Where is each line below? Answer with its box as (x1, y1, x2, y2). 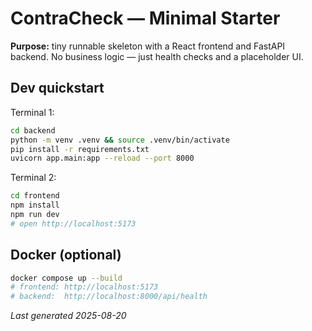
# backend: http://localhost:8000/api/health (10, 292, 208, 302)
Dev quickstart (10, 80, 105, 97)
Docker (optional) (10, 247, 122, 264)
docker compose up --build (10, 273, 123, 283)
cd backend (10, 125, 56, 136)
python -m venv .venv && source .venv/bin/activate (10, 135, 230, 145)
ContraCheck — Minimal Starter (10, 7, 281, 30)
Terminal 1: (10, 106, 55, 118)
